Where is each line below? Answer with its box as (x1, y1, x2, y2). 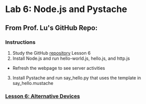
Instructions (5, 39, 36, 46)
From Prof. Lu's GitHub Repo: (5, 24, 98, 32)
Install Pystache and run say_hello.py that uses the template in (12, 74, 141, 81)
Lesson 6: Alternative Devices (5, 92, 80, 99)
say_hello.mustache (12, 80, 54, 86)
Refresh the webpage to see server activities (12, 65, 105, 71)
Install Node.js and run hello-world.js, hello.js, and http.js (12, 55, 130, 61)
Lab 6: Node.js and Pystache (5, 4, 127, 15)
